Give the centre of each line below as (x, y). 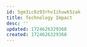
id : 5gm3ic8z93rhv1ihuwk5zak (43, 12)
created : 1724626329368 (37, 35)
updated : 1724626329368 (37, 29)
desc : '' (17, 23)
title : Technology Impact (39, 18)
